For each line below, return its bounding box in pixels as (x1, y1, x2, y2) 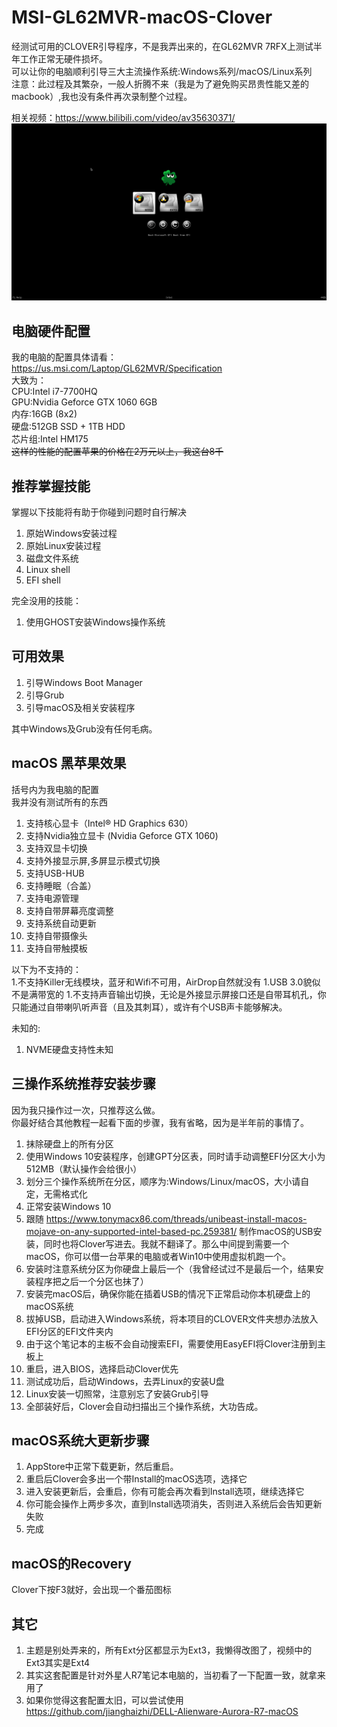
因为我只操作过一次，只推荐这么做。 (11, 1104, 161, 1116)
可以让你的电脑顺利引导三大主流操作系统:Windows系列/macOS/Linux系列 (11, 65, 313, 77)
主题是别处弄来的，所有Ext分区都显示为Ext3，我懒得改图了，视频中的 (25, 1644, 313, 1656)
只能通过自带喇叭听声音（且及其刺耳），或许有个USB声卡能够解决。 (11, 1001, 288, 1013)
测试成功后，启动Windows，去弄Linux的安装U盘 (25, 1375, 225, 1387)
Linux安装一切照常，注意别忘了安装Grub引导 (25, 1387, 209, 1400)
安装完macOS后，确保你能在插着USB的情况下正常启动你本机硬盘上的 (25, 1287, 311, 1300)
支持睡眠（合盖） (25, 879, 97, 891)
